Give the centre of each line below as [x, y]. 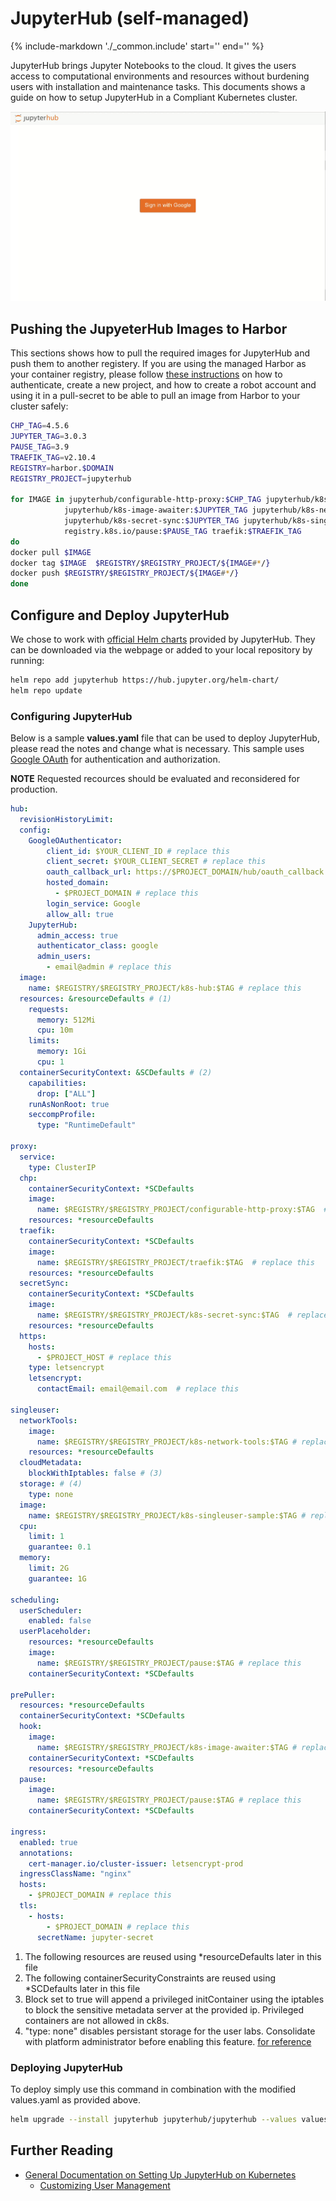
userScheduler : [51, 1610]
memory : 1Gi [61, 1052]
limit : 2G [49, 1568]
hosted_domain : [78, 883]
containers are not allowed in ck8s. [97, 2020]
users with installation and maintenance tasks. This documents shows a [158, 86]
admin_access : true [77, 935]
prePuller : [33, 1695]
